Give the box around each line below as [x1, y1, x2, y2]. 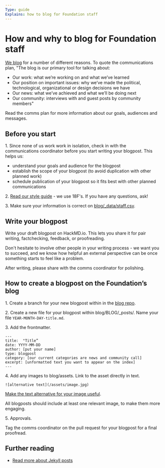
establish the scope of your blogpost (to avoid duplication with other [12, 168, 151, 174]
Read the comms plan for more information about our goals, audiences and [5, 110, 158, 116]
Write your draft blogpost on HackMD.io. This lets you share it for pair [5, 230, 146, 236]
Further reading [5, 444, 54, 453]
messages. [5, 115, 28, 121]
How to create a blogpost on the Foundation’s [5, 279, 147, 288]
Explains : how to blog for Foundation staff [5, 12, 98, 17]
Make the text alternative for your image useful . [5, 391, 101, 397]
